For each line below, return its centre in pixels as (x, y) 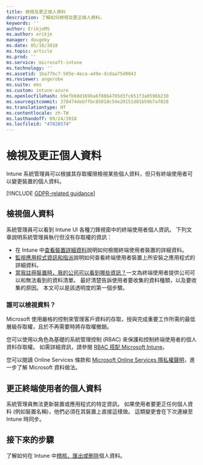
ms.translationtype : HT (36, 107)
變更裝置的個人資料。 (38, 181)
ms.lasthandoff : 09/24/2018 (42, 118)
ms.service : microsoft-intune (44, 62)
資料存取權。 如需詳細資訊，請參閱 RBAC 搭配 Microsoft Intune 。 (87, 347)
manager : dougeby (28, 40)
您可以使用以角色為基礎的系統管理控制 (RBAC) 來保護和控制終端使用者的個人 (101, 339)
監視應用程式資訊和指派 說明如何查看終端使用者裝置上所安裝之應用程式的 (105, 257)
